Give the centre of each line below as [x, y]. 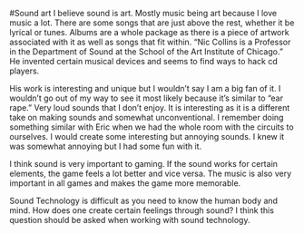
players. [25, 71]
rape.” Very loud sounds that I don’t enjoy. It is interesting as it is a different [150, 107]
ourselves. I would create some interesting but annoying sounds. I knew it [147, 136]
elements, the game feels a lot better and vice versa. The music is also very [151, 173]
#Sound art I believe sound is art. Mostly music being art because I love [143, 13]
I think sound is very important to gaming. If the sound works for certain [144, 164]
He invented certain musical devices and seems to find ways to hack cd [144, 61]
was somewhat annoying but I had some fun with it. [106, 146]
